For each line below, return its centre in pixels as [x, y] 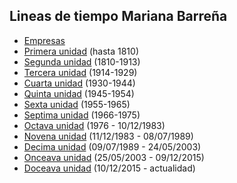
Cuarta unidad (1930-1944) [79, 83]
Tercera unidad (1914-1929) [80, 72]
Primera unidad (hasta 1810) [81, 51]
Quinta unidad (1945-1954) [79, 93]
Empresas [44, 40]
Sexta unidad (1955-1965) [77, 104]
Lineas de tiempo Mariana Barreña [118, 16]
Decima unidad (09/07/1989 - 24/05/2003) [112, 146]
